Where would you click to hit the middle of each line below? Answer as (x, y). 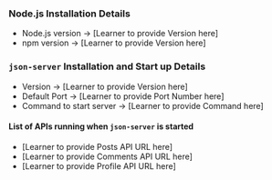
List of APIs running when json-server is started (101, 126)
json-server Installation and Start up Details (107, 66)
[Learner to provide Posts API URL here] (97, 146)
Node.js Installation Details (70, 14)
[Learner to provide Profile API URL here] (99, 165)
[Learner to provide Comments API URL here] (107, 156)
